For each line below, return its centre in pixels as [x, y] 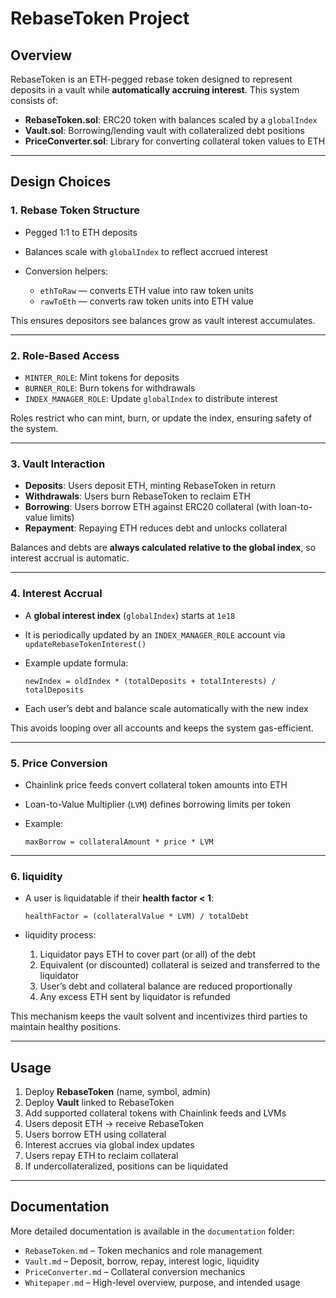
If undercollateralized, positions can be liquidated [126, 1166]
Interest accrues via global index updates [109, 1144]
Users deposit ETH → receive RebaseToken [114, 1123]
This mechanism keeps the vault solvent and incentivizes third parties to [159, 1016]
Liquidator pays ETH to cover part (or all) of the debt [148, 954]
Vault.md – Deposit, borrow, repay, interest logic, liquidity [142, 1261]
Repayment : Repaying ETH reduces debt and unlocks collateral [156, 528]
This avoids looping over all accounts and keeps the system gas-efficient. [162, 728]
